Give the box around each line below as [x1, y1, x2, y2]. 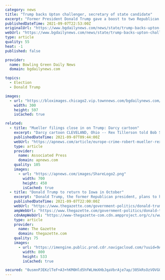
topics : [5, 76, 21, 80]
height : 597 [14, 107, 38, 113]
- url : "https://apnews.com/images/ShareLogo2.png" [18, 171, 126, 176]
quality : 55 [5, 40, 29, 44]
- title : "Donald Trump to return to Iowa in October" [9, 190, 124, 195]
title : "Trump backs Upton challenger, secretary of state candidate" [5, 12, 153, 17]
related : [5, 121, 23, 126]
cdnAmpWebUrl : [14, 213, 43, 218]
